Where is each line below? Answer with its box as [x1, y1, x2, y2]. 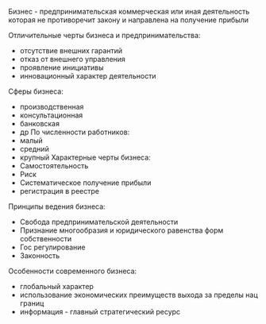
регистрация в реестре [19, 187, 99, 195]
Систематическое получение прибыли [19, 178, 152, 187]
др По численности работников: [19, 127, 130, 137]
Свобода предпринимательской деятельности [19, 218, 179, 226]
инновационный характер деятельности [19, 71, 156, 80]
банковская [19, 119, 60, 128]
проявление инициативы [19, 63, 105, 72]
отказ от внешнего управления [19, 55, 125, 64]
